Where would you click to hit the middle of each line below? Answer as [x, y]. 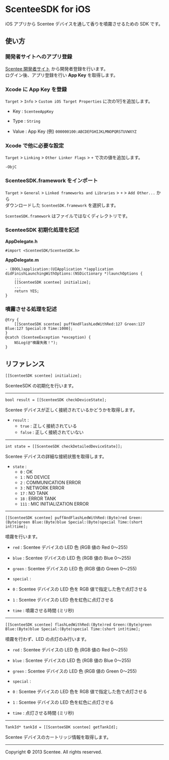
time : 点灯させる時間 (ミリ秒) [43, 713]
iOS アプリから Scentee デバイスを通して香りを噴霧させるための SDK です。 [84, 24]
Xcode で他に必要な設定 [35, 145]
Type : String [26, 121]
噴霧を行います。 [23, 536]
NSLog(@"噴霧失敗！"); [36, 343]
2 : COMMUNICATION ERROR [51, 482]
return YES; [27, 291]
